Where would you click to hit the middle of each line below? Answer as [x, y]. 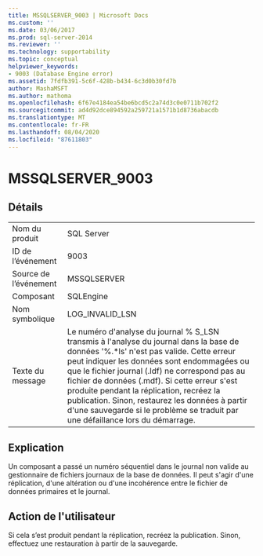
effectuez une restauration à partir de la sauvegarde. [93, 543]
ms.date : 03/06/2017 [42, 30]
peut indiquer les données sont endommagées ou [158, 360]
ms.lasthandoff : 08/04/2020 [54, 132]
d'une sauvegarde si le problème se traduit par [153, 410]
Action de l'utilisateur [62, 516]
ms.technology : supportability [59, 52]
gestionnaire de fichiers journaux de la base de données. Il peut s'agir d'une [131, 475]
